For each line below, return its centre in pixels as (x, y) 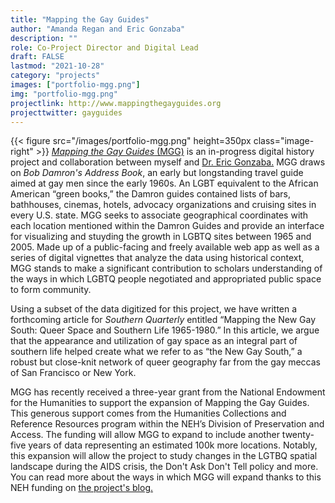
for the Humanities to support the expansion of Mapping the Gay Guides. (160, 403)
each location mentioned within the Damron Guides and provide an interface (167, 226)
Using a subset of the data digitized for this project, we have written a (154, 309)
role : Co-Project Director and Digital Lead (104, 47)
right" (22, 152)
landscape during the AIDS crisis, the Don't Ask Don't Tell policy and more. (164, 467)
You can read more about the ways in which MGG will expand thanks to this (166, 477)
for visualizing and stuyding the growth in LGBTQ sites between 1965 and (161, 237)
